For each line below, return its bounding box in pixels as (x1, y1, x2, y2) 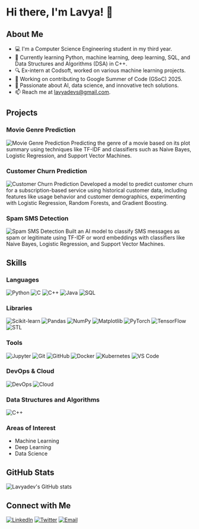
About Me (6, 29, 43, 39)
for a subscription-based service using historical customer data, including (6, 186, 187, 194)
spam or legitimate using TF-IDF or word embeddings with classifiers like (6, 234, 185, 241)
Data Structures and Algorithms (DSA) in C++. (14, 60, 128, 67)
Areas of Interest (6, 424, 56, 432)
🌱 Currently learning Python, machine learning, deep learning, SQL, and (14, 54, 191, 61)
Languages (6, 275, 40, 284)
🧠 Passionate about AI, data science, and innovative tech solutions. (14, 82, 179, 89)
